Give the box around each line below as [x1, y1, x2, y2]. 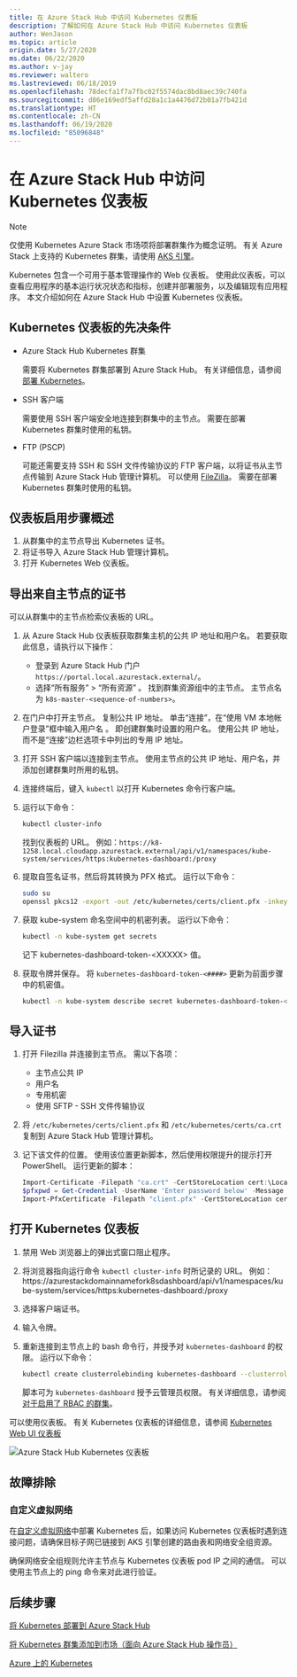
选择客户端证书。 [21, 1303, 85, 1314]
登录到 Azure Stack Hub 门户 [34, 660, 141, 671]
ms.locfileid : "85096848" [9, 129, 104, 137]
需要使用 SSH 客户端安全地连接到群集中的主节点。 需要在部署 [21, 413, 246, 424]
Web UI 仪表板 [9, 1428, 62, 1439]
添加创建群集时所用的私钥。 [21, 764, 124, 776]
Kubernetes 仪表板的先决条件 [9, 320, 171, 335]
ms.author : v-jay [9, 63, 73, 72]
